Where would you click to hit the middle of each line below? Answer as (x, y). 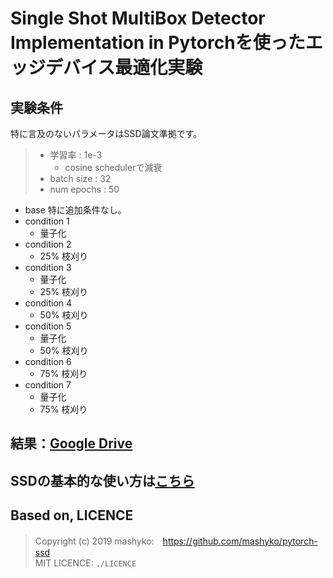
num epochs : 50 (84, 189)
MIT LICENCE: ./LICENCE (85, 563)
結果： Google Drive (71, 443)
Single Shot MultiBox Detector (138, 18)
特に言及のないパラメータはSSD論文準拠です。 (106, 133)
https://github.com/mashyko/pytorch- (240, 541)
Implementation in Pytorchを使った (158, 43)
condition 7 (48, 385)
